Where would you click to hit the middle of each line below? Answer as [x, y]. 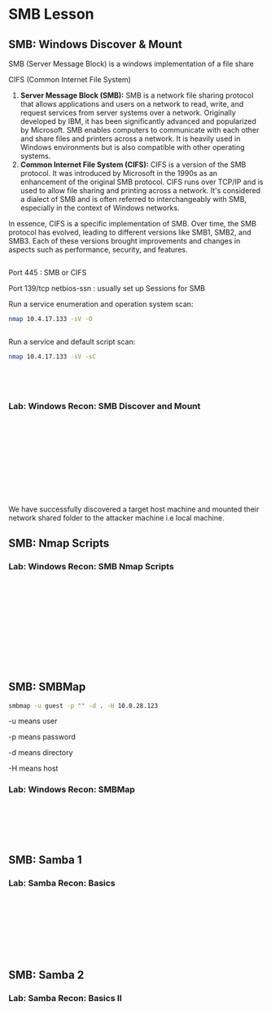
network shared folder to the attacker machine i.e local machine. [117, 518]
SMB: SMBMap [47, 687]
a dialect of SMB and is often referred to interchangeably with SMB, [133, 199]
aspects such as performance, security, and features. [98, 250]
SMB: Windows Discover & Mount [96, 44]
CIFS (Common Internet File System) [70, 79]
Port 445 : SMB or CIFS [48, 272]
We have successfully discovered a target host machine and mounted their [134, 509]
